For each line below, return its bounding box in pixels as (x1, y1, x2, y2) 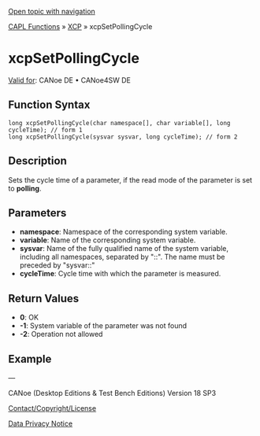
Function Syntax (8, 98, 91, 112)
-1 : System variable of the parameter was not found (19, 321, 188, 331)
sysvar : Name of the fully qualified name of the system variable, (19, 244, 228, 253)
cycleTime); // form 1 (8, 126, 83, 134)
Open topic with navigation (8, 7, 96, 16)
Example (8, 352, 52, 365)
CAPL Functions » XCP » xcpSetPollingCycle (8, 22, 153, 31)
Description (8, 154, 67, 168)
